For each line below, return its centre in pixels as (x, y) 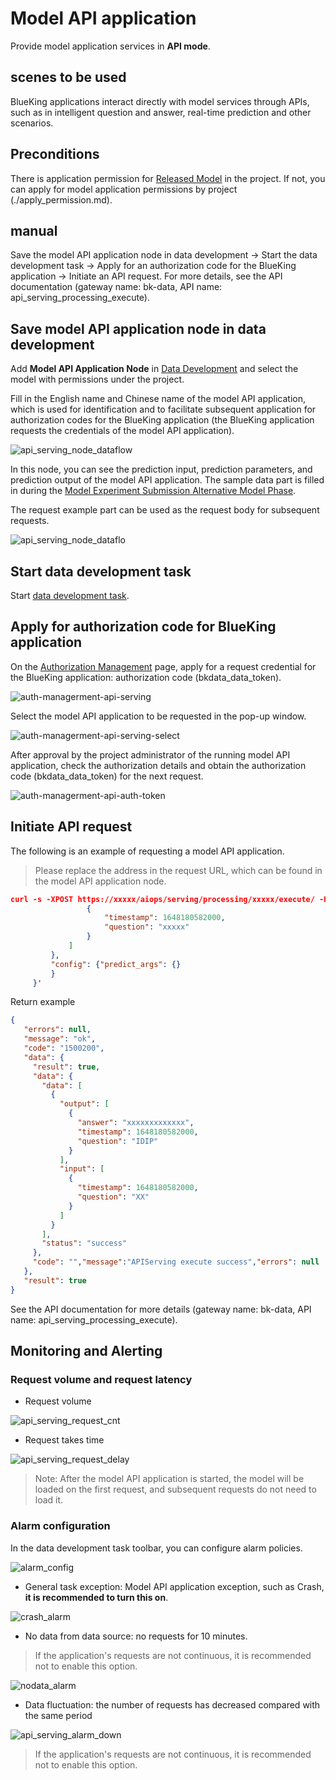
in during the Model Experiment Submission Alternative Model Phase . (153, 491)
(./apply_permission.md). (61, 199)
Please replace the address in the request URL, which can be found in (178, 870)
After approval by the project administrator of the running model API (150, 754)
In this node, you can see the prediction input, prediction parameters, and (161, 469)
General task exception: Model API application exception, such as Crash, (174, 1586)
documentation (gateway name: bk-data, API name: (116, 287)
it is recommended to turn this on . (96, 1597)
